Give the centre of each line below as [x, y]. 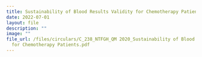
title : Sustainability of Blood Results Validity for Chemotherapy [93, 12]
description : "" [26, 28]
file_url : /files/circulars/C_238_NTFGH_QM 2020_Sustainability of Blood [101, 39]
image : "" [19, 34]
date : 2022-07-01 [28, 17]
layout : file [23, 23]
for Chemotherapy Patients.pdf [51, 45]
